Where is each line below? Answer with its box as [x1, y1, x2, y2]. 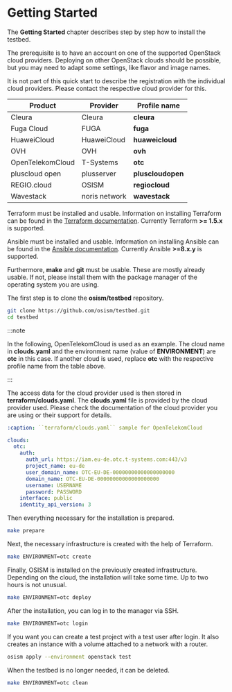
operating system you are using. [7, 280, 99, 289]
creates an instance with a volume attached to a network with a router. [7, 640, 208, 648]
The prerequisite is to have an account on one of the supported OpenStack [7, 49, 222, 57]
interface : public [19, 495, 73, 502]
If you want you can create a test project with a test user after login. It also [7, 632, 220, 641]
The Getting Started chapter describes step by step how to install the [7, 28, 206, 36]
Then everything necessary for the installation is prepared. [7, 514, 175, 522]
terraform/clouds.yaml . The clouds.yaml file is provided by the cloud [7, 396, 208, 404]
